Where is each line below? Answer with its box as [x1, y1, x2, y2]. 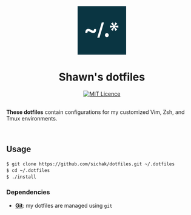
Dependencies [6, 188, 50, 196]
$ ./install [6, 174, 36, 180]
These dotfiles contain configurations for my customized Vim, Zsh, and [6, 108, 185, 116]
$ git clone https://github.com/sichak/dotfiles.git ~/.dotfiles [6, 160, 175, 167]
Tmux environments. [6, 114, 58, 122]
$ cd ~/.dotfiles [6, 167, 50, 173]
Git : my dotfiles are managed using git [15, 202, 113, 209]
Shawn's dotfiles [58, 70, 146, 84]
